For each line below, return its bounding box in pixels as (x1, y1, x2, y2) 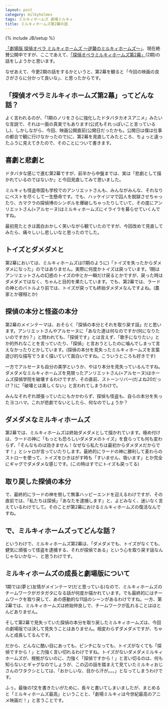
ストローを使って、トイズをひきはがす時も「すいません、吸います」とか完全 (5, 455, 163, 461)
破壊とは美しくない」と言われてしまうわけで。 (24, 382, 121, 388)
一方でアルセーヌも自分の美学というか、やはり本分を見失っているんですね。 (5, 364, 163, 370)
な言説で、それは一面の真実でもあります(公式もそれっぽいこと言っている (5, 121, 156, 127)
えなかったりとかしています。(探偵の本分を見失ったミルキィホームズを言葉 (5, 346, 160, 352)
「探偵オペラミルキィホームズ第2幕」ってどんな (5, 91, 154, 99)
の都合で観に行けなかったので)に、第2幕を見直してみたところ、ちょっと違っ (5, 134, 163, 140)
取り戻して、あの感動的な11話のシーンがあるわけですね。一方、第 (27, 596, 162, 602)
